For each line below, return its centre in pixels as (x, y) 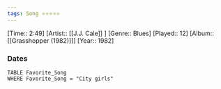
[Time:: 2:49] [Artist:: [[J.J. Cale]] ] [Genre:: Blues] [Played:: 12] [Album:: (111, 33)
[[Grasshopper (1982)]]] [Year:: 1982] (61, 40)
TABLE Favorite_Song (37, 72)
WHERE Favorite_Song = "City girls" (60, 79)
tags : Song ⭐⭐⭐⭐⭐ (34, 13)
